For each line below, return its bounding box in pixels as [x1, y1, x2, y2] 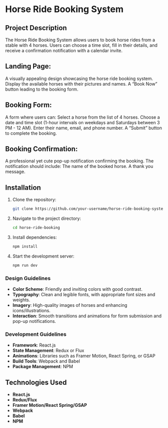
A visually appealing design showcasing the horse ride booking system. [5, 75, 153, 81]
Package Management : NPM [12, 364, 74, 370]
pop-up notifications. [12, 318, 56, 324]
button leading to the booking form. [5, 86, 79, 92]
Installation [5, 183, 41, 192]
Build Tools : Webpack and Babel [12, 358, 80, 364]
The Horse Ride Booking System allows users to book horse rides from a [5, 37, 155, 43]
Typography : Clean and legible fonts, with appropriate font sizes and [12, 292, 155, 298]
